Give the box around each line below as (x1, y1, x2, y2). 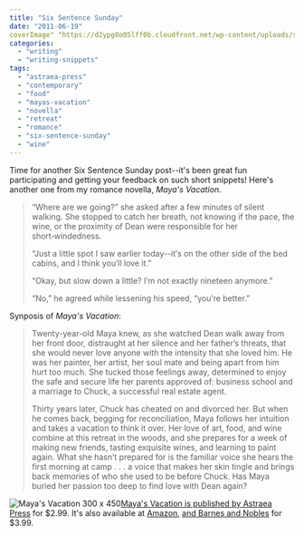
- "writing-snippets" (17, 55, 100, 64)
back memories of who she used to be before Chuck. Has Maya (31, 471, 270, 482)
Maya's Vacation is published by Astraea (120, 498, 273, 509)
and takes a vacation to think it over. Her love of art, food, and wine (31, 423, 282, 434)
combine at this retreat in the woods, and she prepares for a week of (31, 432, 288, 443)
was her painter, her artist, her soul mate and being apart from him (31, 356, 280, 367)
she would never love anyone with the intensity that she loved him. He (31, 346, 292, 358)
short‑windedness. (31, 230, 102, 241)
